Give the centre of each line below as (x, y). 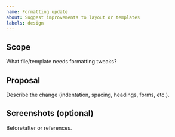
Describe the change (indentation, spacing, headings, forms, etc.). (88, 95)
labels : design (25, 23)
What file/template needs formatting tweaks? (62, 62)
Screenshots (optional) (50, 113)
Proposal (23, 80)
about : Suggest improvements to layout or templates (73, 17)
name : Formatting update (37, 12)
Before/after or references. (39, 128)
